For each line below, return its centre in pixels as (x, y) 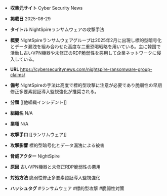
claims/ (18, 75)
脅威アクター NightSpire (35, 156)
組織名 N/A (21, 113)
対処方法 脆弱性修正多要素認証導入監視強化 (55, 178)
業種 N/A (19, 124)
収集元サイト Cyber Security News (46, 8)
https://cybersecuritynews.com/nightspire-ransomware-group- (86, 69)
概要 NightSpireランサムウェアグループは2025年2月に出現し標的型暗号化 (86, 40)
